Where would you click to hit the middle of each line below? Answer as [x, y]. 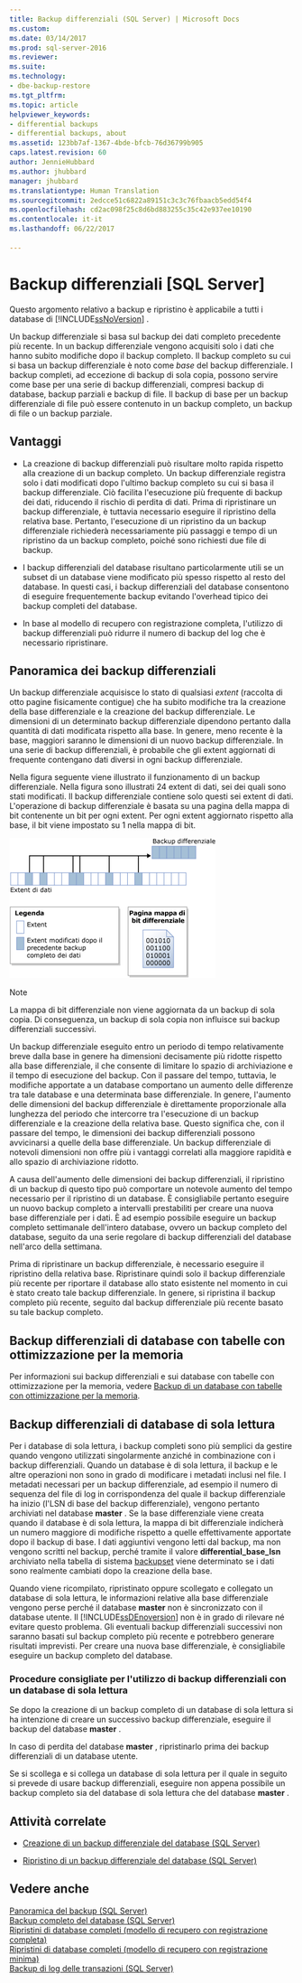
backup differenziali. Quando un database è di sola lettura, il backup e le [143, 1465]
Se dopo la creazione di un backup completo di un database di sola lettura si [151, 1710]
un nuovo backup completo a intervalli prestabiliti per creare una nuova [142, 1208]
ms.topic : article [44, 105]
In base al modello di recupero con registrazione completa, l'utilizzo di [153, 623]
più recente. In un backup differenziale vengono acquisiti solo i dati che [142, 346]
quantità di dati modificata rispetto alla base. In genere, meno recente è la [146, 731]
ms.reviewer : [34, 57]
